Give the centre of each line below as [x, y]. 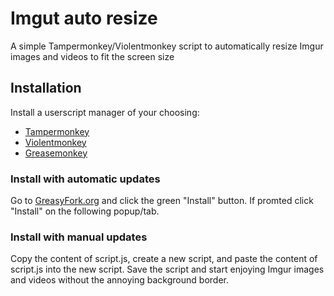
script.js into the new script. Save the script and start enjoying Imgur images [167, 269]
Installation [46, 88]
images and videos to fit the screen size [92, 56]
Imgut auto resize [84, 18]
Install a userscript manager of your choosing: [105, 112]
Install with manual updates [79, 237]
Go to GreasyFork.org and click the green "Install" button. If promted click [162, 201]
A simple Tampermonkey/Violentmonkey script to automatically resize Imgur [167, 46]
